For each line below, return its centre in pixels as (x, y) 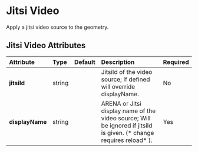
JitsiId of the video (127, 72)
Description (118, 62)
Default (85, 62)
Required (176, 62)
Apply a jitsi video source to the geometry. (57, 27)
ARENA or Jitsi (121, 103)
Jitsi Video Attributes (46, 45)
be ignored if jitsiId (127, 126)
